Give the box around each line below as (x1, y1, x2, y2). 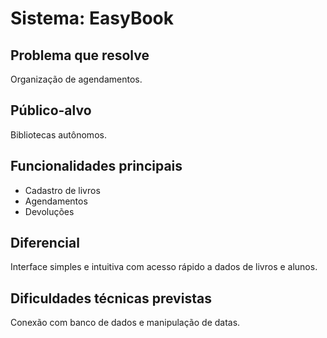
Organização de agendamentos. (10, 73, 143, 85)
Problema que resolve (10, 47, 150, 64)
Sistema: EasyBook (10, 7, 175, 30)
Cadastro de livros (24, 184, 101, 196)
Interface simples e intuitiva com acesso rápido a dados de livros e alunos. (10, 261, 318, 273)
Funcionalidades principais (10, 158, 183, 175)
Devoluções (24, 205, 75, 217)
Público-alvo (10, 102, 92, 119)
